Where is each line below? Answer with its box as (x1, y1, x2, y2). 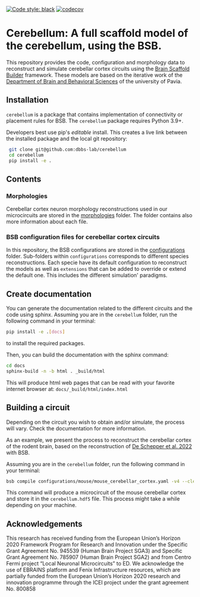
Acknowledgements (6, 518, 83, 529)
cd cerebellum (8, 152, 44, 158)
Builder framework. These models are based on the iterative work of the (6, 71, 183, 79)
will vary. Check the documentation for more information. (6, 424, 146, 432)
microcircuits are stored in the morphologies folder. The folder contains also (6, 212, 192, 219)
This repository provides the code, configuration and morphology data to (6, 58, 185, 65)
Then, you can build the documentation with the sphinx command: (6, 351, 168, 358)
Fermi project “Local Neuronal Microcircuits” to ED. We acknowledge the (6, 560, 185, 567)
